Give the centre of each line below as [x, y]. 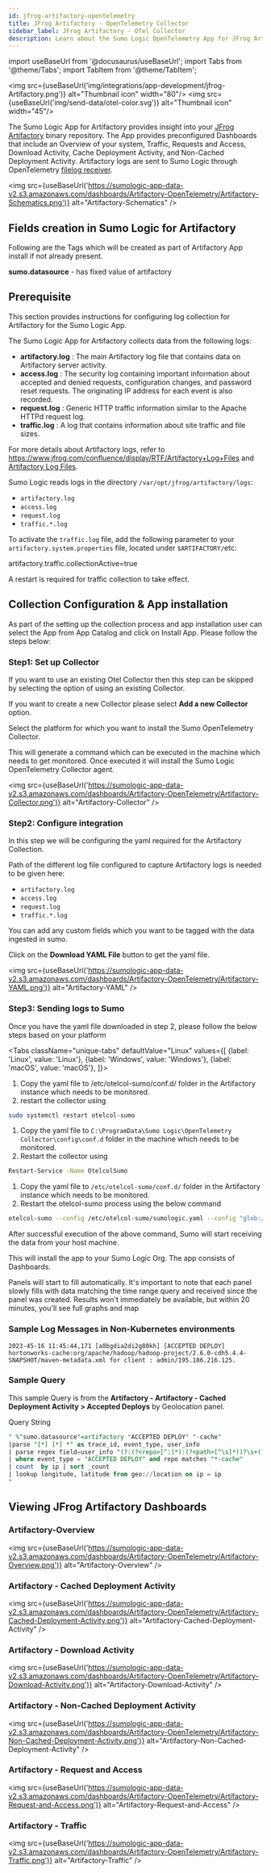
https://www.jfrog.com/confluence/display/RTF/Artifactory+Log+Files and [131, 458]
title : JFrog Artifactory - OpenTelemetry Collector [99, 23]
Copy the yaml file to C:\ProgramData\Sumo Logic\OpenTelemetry [126, 1131]
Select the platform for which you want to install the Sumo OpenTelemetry [131, 728]
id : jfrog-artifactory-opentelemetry [72, 16]
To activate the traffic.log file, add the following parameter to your [121, 539]
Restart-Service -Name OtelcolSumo [68, 1171]
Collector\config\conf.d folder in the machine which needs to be [129, 1139]
